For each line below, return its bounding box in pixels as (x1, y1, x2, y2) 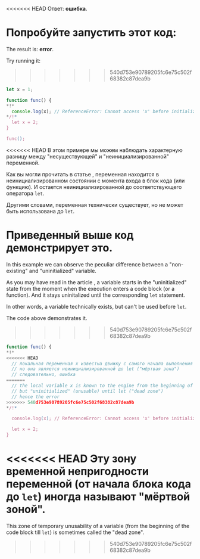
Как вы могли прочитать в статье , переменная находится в (6, 170, 160, 178)
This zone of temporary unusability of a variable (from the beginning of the (6, 522, 190, 529)
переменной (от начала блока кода (6, 477, 192, 491)
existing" (6, 267, 28, 274)
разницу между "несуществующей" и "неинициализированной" (6, 153, 170, 160)
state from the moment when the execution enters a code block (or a (6, 285, 175, 292)
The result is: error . (6, 45, 54, 52)
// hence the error (11, 393, 60, 400)
